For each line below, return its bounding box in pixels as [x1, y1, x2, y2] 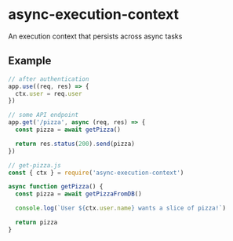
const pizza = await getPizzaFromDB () [15, 190, 143, 198]
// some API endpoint [8, 111, 79, 119]
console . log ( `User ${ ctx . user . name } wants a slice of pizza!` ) [15, 204, 226, 213]
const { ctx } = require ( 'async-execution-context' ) [8, 169, 184, 177]
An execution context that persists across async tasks [8, 31, 183, 41]
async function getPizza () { [8, 183, 104, 191]
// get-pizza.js [8, 161, 61, 170]
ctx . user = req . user [15, 89, 82, 97]
